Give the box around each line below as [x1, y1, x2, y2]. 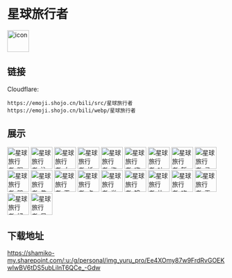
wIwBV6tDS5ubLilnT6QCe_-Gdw [7, 263, 101, 272]
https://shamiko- [7, 249, 55, 257]
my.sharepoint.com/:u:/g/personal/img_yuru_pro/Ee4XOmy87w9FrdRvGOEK [7, 256, 225, 265]
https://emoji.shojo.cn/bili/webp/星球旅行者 [7, 107, 136, 114]
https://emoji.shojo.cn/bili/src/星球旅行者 [7, 99, 133, 106]
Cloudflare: [7, 85, 40, 93]
